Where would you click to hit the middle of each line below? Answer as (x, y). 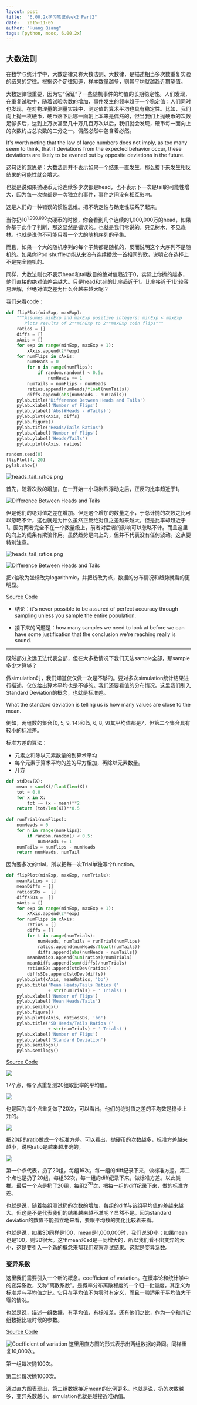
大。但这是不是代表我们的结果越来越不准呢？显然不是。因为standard (89, 1212)
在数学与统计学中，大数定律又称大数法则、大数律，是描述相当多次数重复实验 (98, 74)
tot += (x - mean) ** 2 (54, 803)
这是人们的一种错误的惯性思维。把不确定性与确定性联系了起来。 (83, 207)
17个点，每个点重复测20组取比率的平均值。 (58, 1085)
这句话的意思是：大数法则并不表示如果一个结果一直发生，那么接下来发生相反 (98, 167)
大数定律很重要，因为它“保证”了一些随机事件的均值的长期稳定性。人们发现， (98, 94)
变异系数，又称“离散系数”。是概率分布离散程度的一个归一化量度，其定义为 (101, 1285)
